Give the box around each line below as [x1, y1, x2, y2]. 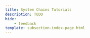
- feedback [14, 21, 37, 26]
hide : [5, 16, 16, 21]
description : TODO [5, 12, 43, 17]
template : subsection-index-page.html [5, 26, 85, 31]
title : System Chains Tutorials [5, 7, 72, 12]
